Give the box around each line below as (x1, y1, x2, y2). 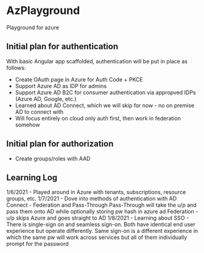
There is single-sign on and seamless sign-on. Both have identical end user (6, 221, 196, 228)
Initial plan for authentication (6, 41, 119, 52)
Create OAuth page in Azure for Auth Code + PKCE (15, 75, 143, 83)
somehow (15, 121, 40, 128)
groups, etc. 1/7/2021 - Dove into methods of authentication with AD (6, 195, 177, 203)
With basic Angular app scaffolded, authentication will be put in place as (6, 57, 188, 64)
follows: (6, 64, 26, 71)
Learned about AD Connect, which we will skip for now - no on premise (15, 102, 195, 109)
